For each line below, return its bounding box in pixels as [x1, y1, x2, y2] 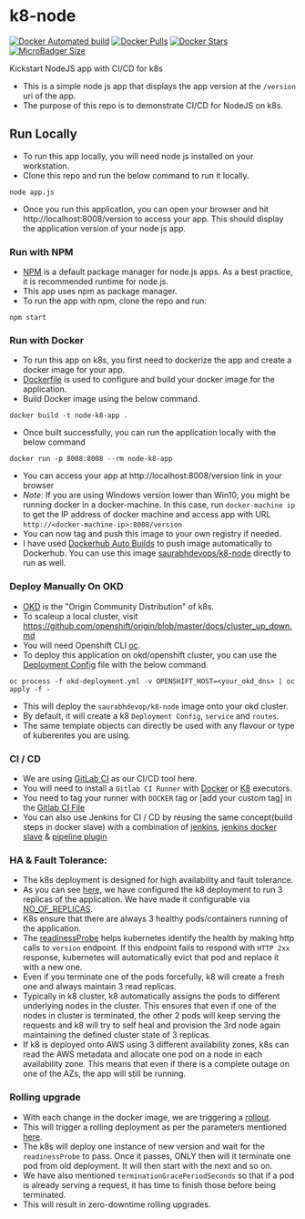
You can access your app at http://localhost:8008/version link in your [22, 470, 282, 481]
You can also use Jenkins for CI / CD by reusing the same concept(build [22, 812, 293, 823]
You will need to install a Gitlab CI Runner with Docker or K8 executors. [22, 783, 293, 794]
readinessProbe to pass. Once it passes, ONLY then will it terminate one [22, 1150, 291, 1162]
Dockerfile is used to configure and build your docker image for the [22, 374, 276, 385]
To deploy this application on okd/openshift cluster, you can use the [22, 649, 278, 661]
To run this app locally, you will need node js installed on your [22, 150, 254, 161]
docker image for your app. [22, 364, 126, 375]
